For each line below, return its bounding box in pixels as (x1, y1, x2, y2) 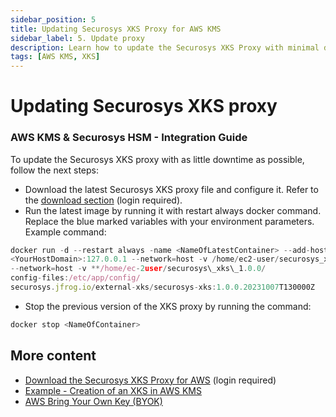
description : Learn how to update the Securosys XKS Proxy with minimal (10, 42, 320, 53)
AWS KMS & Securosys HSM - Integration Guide (10, 131, 248, 145)
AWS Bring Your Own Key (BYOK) (24, 395, 163, 407)
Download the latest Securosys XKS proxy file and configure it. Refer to (24, 183, 319, 195)
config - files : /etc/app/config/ (10, 273, 141, 283)
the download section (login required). (24, 194, 183, 206)
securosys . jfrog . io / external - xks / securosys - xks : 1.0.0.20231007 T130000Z (10, 282, 315, 293)
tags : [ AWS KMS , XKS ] (10, 52, 101, 62)
